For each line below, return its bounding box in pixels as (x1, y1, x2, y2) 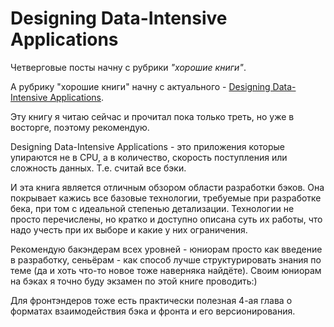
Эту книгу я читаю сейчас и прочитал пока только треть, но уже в (10, 110, 295, 122)
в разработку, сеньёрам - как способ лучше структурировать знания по (10, 253, 322, 266)
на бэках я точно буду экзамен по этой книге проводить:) (10, 275, 258, 287)
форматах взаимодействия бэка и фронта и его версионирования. (10, 305, 296, 317)
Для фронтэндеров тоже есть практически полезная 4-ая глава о (10, 294, 293, 306)
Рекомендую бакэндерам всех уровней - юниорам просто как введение (10, 243, 323, 255)
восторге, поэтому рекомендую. (10, 121, 150, 133)
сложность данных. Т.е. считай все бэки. (10, 162, 187, 174)
